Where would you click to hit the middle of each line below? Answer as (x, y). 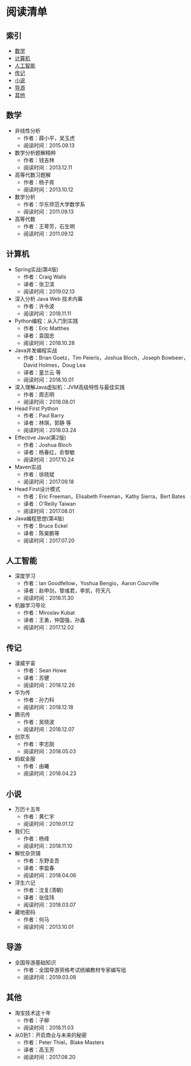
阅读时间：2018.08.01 (49, 401)
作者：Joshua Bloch (47, 444)
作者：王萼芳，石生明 (49, 226)
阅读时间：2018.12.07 (49, 729)
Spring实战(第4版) (36, 269)
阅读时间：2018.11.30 (49, 598)
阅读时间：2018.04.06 (50, 875)
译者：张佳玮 (39, 898)
